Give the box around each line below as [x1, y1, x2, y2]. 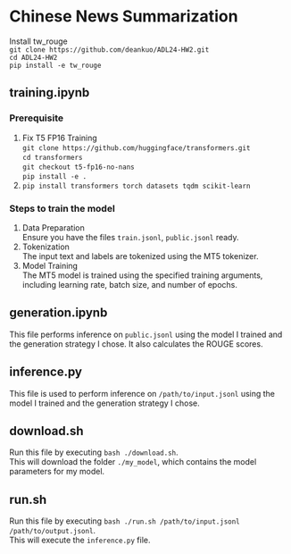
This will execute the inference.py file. [9, 534, 151, 546]
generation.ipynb [9, 306, 108, 321]
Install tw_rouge [9, 36, 69, 46]
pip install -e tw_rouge [9, 61, 102, 70]
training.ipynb [9, 85, 90, 100]
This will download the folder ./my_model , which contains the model [9, 457, 257, 467]
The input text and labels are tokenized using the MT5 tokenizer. [21, 250, 259, 261]
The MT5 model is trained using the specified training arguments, [21, 270, 263, 281]
